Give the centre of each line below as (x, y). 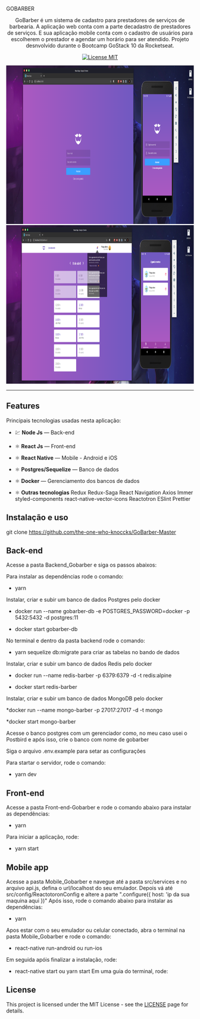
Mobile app (27, 867)
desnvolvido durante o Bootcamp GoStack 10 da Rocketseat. (100, 45)
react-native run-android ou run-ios (58, 948)
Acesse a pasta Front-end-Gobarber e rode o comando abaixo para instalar (99, 808)
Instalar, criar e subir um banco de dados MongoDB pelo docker (85, 698)
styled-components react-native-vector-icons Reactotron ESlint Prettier (103, 498)
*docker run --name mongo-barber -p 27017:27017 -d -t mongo (84, 710)
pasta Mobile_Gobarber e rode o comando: (59, 937)
